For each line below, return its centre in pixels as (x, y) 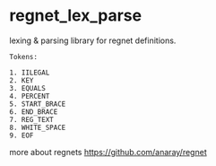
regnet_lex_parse (75, 16)
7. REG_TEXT (31, 119)
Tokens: (24, 57)
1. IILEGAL (30, 73)
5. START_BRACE (38, 104)
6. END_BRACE (34, 112)
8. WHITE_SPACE (38, 127)
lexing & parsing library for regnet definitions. (93, 40)
